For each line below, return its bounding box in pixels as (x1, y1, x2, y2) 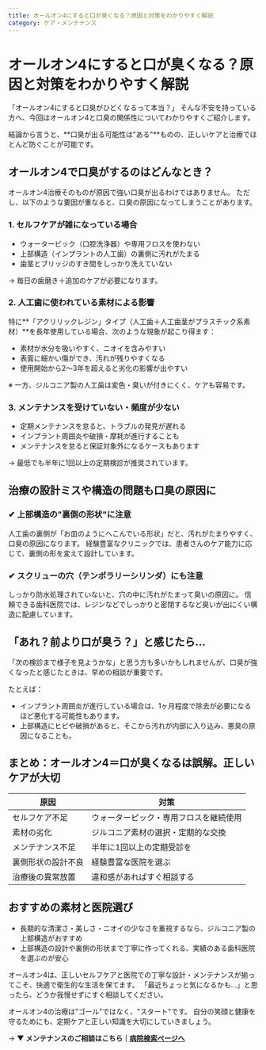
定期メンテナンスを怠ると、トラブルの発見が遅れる (19, 422, 186, 431)
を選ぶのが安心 (19, 953, 69, 963)
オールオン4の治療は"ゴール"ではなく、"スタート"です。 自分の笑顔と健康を (8, 1006, 256, 1016)
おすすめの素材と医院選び (8, 901, 133, 914)
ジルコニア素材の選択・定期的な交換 (91, 827, 226, 838)
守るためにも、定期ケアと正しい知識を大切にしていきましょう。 (8, 1016, 216, 1026)
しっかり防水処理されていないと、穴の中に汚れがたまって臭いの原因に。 (8, 590, 243, 599)
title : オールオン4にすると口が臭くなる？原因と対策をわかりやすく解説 (8, 11, 214, 20)
